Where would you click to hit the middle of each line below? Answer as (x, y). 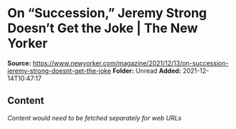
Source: (20, 63)
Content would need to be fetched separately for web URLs (95, 118)
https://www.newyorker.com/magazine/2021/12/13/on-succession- (131, 63)
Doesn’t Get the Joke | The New (103, 28)
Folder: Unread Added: (147, 71)
